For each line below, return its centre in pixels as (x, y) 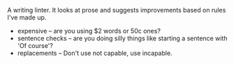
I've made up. (27, 17)
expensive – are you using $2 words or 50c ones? (89, 31)
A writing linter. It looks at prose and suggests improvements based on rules (117, 10)
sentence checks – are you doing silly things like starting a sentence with (122, 38)
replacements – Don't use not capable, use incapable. (95, 53)
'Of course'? (35, 46)
